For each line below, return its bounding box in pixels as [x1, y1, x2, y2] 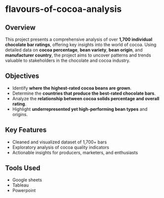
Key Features [5, 126, 47, 134]
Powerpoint [12, 188, 36, 194]
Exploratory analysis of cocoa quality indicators [12, 144, 110, 150]
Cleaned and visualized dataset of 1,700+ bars [12, 139, 107, 145]
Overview [5, 23, 36, 32]
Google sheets [12, 177, 42, 183]
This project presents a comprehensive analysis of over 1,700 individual [5, 36, 153, 42]
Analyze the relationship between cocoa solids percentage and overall [12, 95, 160, 101]
